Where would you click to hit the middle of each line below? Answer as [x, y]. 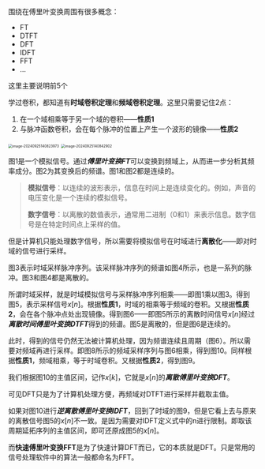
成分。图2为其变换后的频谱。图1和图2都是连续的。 [97, 171]
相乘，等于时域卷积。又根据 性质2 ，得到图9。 [126, 360]
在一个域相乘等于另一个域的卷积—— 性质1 [87, 119]
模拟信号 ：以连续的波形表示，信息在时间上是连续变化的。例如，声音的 [142, 188]
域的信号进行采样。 [39, 251]
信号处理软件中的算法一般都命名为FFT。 [73, 457]
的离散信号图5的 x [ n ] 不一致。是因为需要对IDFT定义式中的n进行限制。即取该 [130, 420]
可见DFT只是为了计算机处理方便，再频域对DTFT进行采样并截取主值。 [121, 394]
